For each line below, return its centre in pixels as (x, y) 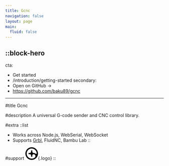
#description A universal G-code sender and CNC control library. (72, 115)
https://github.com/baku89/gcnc (46, 91)
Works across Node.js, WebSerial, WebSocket (60, 135)
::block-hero (25, 53)
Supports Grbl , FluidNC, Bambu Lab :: (51, 140)
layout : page (19, 21)
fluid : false (23, 32)
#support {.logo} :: (31, 158)
